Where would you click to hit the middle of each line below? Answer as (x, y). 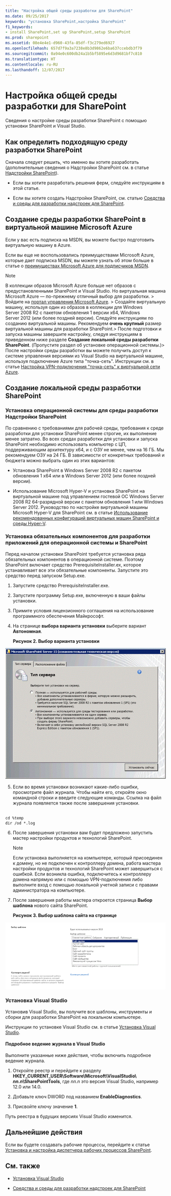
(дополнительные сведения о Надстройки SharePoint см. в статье (77, 167)
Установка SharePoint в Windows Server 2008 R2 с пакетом (77, 470)
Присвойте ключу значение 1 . (45, 1106)
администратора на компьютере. (49, 890)
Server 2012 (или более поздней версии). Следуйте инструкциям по (79, 318)
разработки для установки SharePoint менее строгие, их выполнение (81, 433)
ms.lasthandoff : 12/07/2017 (35, 70)
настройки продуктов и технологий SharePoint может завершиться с (88, 868)
